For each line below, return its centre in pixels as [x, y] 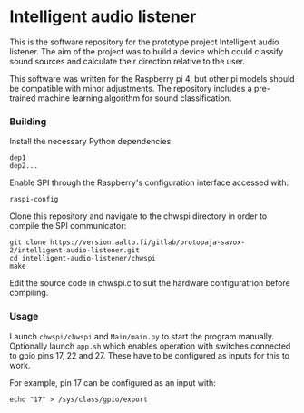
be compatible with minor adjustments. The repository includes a [131, 88]
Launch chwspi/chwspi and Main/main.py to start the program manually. [142, 336]
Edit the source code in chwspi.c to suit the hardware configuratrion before [150, 283]
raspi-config [34, 200]
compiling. [29, 293]
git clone [28, 242]
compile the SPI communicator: [68, 226]
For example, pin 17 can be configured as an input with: [113, 382]
